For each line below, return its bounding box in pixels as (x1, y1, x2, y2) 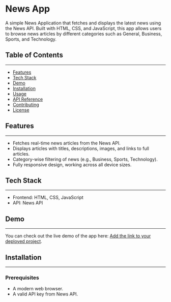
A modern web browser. (12, 286, 64, 292)
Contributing (12, 101, 39, 107)
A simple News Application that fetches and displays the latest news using (5, 20, 161, 26)
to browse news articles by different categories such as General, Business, (5, 31, 162, 37)
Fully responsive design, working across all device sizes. (12, 161, 132, 168)
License (12, 107, 30, 113)
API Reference (12, 96, 43, 102)
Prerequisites (5, 274, 39, 281)
